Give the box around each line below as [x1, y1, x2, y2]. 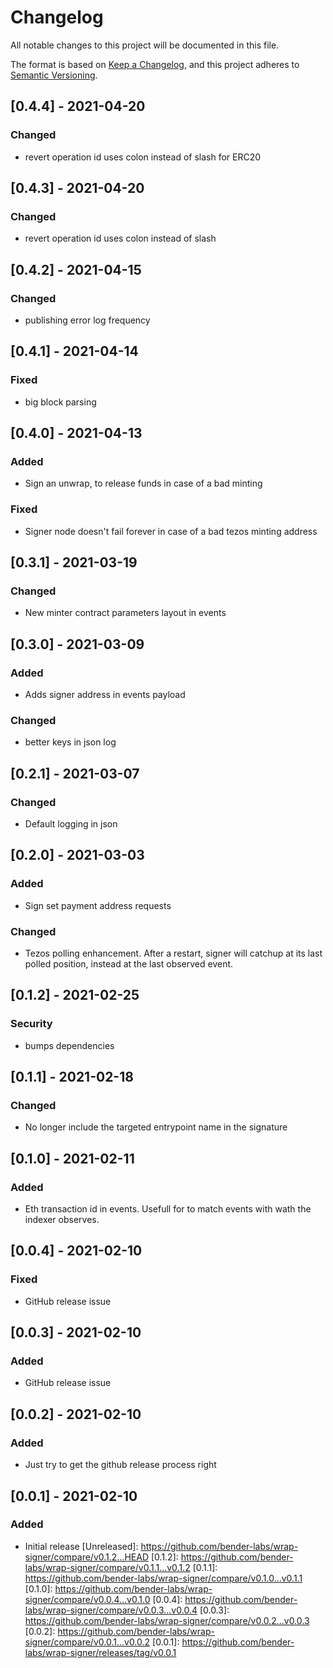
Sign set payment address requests [24, 899, 172, 911]
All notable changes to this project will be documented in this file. [10, 39, 280, 51]
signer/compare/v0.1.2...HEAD [24, 1551, 150, 1563]
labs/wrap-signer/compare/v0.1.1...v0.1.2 [24, 1561, 191, 1573]
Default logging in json [24, 818, 118, 830]
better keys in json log [24, 736, 117, 748]
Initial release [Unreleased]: [24, 1540, 139, 1552]
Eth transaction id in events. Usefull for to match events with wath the [24, 1203, 312, 1215]
